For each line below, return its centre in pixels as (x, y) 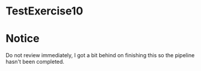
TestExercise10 (45, 11)
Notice (23, 39)
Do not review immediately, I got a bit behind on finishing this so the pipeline (100, 55)
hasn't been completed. (35, 62)
